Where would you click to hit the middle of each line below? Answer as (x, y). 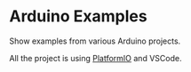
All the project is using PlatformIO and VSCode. (95, 58)
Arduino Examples (79, 16)
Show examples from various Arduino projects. (95, 41)
